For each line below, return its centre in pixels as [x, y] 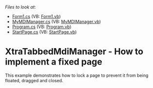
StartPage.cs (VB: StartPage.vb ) [44, 32]
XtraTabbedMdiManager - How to [74, 52]
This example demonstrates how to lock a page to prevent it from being [77, 75]
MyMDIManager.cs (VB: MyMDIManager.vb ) [57, 22]
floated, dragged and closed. [34, 80]
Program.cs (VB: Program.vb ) [42, 27]
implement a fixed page [54, 62]
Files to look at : [20, 7]
